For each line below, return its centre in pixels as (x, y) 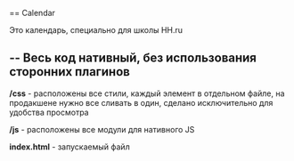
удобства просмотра (49, 112)
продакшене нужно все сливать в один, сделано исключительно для (141, 102)
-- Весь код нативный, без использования (133, 58)
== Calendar (33, 13)
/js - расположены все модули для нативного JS (102, 129)
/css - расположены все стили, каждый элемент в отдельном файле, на (147, 93)
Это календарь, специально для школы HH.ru (96, 30)
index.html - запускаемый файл (70, 147)
